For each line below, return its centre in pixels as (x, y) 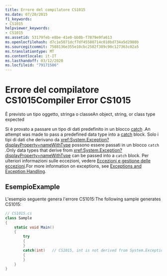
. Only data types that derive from (39, 150)
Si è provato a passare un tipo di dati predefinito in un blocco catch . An (78, 129)
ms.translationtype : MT (30, 51)
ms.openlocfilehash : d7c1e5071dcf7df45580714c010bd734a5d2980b (72, 42)
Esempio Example (33, 187)
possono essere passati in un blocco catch (116, 145)
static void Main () (34, 227)
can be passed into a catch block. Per (110, 156)
